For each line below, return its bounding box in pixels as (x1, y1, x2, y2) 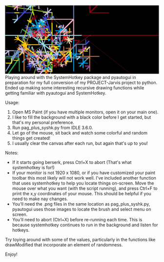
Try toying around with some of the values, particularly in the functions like (5, 236, 156, 243)
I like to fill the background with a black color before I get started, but (12, 114, 151, 120)
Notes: (5, 150, 19, 156)
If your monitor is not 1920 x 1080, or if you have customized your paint (12, 170, 155, 176)
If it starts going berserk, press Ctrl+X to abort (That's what (12, 159, 132, 165)
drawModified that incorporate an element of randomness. (5, 242, 123, 248)
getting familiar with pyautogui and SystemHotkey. (5, 90, 106, 96)
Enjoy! (5, 251, 18, 258)
